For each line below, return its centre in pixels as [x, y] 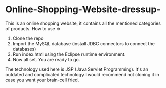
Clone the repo [28, 38]
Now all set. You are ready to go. [46, 59]
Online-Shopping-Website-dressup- [83, 9]
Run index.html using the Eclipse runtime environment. [69, 54]
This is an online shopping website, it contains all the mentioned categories [83, 23]
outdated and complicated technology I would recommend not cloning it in [82, 74]
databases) [24, 49]
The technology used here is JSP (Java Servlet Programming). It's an [77, 69]
